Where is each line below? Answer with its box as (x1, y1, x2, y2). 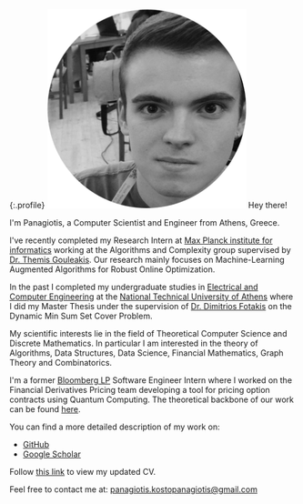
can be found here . (9, 404, 81, 414)
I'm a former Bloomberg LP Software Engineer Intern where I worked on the (9, 375, 293, 386)
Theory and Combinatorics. (9, 358, 112, 368)
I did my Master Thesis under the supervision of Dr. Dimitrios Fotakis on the (9, 301, 293, 311)
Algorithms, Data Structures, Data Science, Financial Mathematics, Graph (9, 348, 284, 358)
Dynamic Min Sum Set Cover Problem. (9, 310, 153, 321)
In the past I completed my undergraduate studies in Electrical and (9, 282, 258, 292)
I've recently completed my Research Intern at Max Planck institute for (9, 235, 273, 246)
